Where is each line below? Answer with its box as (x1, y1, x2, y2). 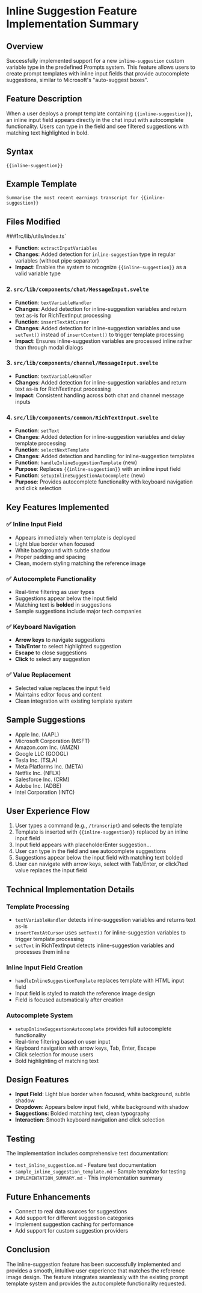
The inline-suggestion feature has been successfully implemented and (6, 1260, 182, 1268)
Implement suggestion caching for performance (14, 1221, 134, 1228)
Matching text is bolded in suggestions (14, 601, 112, 608)
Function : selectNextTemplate (14, 446, 90, 453)
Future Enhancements (6, 1192, 91, 1202)
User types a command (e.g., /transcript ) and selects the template (14, 822, 183, 829)
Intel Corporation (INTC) (14, 788, 75, 796)
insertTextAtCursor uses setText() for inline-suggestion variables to (14, 929, 186, 936)
